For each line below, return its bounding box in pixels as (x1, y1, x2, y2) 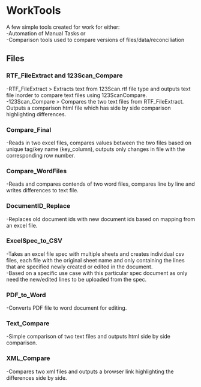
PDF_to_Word (6, 291, 46, 299)
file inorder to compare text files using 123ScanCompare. (6, 91, 148, 99)
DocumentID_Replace (6, 202, 71, 210)
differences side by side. (6, 374, 67, 381)
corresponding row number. (6, 152, 76, 159)
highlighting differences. (6, 110, 67, 117)
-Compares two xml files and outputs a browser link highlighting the (6, 368, 174, 375)
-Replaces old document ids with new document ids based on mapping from (6, 215, 196, 222)
